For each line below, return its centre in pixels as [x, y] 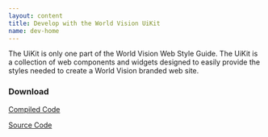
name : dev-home [34, 31]
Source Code [30, 125]
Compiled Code [34, 109]
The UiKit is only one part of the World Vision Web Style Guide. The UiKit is [133, 54]
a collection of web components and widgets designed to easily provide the [134, 62]
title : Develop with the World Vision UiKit [84, 23]
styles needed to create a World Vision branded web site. [104, 71]
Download [29, 92]
